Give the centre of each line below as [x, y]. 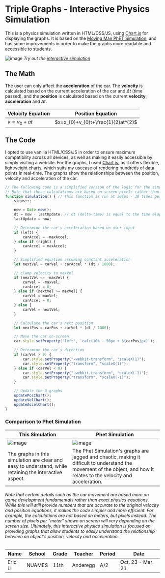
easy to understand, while [37, 466]
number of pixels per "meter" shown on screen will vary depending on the [80, 521]
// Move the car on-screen [41, 336]
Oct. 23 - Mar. [137, 562]
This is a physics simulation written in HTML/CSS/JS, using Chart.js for [77, 33]
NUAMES [37, 565]
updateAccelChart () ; [35, 404]
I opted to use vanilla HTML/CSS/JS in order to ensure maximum [70, 152]
